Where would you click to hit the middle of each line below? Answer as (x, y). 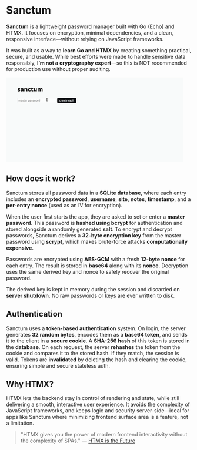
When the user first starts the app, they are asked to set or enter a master (96, 216)
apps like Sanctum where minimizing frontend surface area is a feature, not (97, 417)
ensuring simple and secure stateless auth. (58, 365)
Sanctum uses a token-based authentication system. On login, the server (96, 328)
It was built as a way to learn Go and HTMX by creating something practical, (99, 50)
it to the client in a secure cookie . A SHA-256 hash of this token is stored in (98, 341)
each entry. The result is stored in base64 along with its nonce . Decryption (97, 266)
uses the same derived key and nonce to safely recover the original (88, 271)
